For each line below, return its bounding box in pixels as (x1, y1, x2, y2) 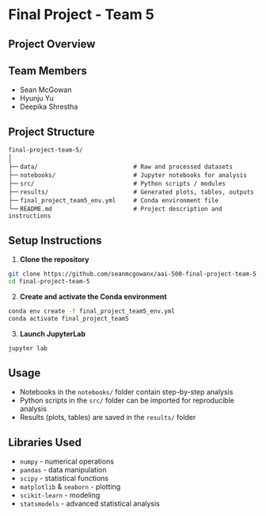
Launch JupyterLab (19, 329, 85, 338)
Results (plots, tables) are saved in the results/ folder (19, 413, 196, 422)
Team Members (8, 64, 87, 77)
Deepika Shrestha (19, 102, 78, 112)
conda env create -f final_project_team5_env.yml (8, 307, 176, 315)
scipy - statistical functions (19, 474, 109, 483)
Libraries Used (8, 435, 82, 449)
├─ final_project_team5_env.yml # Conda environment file (8, 195, 219, 205)
